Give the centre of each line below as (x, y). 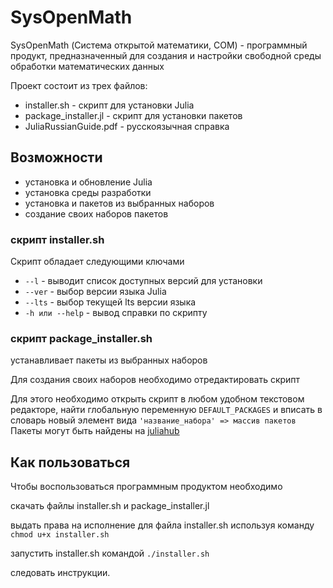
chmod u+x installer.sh (60, 535)
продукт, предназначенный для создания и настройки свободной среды (166, 55)
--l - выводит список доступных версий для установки (143, 281)
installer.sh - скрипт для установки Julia (109, 105)
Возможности (56, 157)
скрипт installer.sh (57, 239)
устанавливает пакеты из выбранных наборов (109, 360)
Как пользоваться (70, 462)
